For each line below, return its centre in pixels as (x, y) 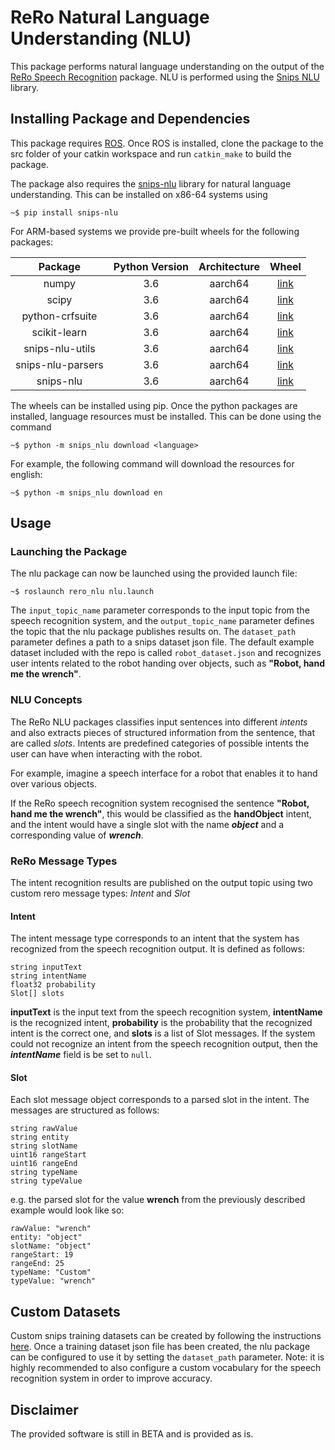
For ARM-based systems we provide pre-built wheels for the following (155, 231)
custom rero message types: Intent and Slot (100, 893)
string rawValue (44, 1129)
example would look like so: (67, 1210)
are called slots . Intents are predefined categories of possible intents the (160, 743)
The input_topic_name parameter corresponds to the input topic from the (160, 610)
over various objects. (53, 783)
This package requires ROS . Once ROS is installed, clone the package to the (167, 143)
